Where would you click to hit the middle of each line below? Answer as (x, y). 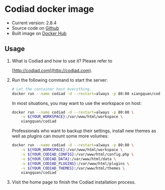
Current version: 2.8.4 (34, 23)
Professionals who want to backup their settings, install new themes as (84, 131)
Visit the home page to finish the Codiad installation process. (74, 182)
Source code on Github (35, 28)
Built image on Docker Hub (39, 33)
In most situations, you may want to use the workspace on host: (77, 103)
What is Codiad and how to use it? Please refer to (62, 61)
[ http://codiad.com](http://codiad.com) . (52, 70)
